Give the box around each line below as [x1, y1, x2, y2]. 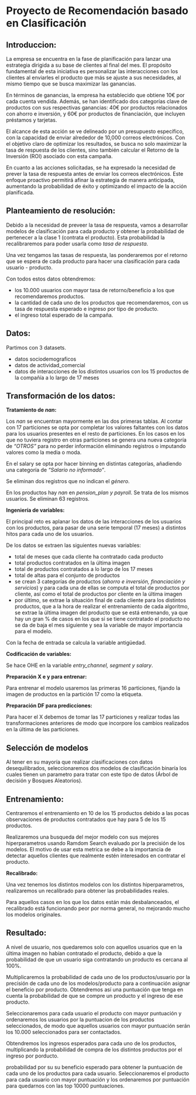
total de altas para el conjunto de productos [14, 572, 120, 579]
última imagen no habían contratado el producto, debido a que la [6, 950, 162, 957]
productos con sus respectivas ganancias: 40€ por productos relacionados [6, 104, 188, 111]
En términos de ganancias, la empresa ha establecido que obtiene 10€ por [6, 92, 185, 98]
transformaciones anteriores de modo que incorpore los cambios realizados [6, 720, 189, 727]
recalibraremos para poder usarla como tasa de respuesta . [6, 240, 149, 247]
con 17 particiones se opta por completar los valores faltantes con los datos [6, 424, 188, 431]
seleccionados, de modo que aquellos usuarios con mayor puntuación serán [6, 1022, 190, 1029]
